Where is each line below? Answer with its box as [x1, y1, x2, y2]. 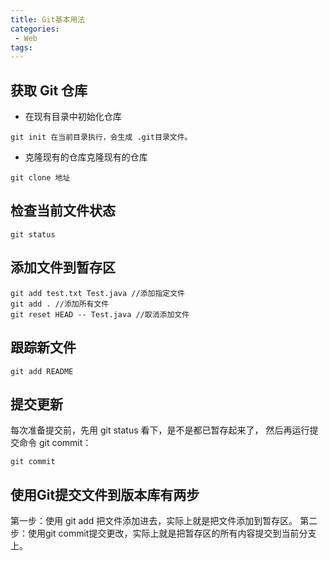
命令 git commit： [18, 437, 92, 449]
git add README [10, 366, 74, 376]
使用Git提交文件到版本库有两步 [10, 486, 200, 503]
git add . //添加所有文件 [10, 299, 110, 309]
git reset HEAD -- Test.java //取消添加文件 [10, 309, 190, 320]
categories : [10, 24, 60, 34]
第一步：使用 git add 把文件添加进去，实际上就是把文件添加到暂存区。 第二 [10, 515, 318, 527]
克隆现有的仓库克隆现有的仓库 [24, 151, 148, 163]
